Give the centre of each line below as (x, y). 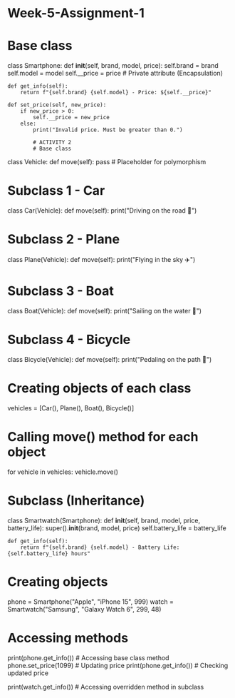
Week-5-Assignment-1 (76, 13)
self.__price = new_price (72, 118)
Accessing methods (68, 638)
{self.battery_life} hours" (49, 553)
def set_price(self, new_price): (57, 105)
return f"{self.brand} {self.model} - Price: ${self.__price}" (116, 93)
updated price (28, 673)
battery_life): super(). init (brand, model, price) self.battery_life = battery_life (117, 528)
